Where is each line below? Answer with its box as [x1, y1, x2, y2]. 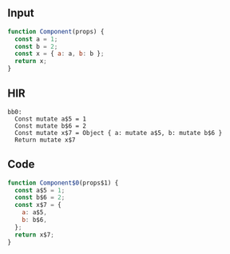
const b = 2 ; [14, 42, 58, 50]
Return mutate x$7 [14, 136, 77, 144]
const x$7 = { [14, 201, 61, 209]
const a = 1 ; [14, 35, 58, 43]
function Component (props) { [7, 27, 105, 35]
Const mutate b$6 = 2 [14, 121, 87, 130]
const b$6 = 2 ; [14, 193, 65, 202]
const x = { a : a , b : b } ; [14, 50, 105, 58]
